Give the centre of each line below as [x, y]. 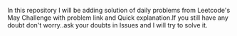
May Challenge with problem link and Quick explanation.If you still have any [118, 18]
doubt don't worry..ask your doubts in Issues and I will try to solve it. [107, 25]
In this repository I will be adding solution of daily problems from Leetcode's [119, 10]
